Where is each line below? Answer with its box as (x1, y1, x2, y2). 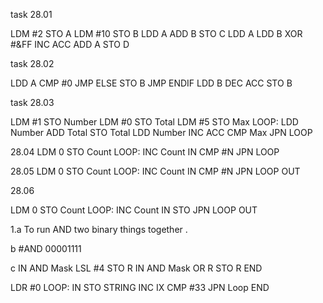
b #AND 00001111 (10, 243, 82, 254)
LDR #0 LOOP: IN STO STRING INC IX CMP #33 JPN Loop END (10, 282, 270, 293)
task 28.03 (10, 97, 55, 108)
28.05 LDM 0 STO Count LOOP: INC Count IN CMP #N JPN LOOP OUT (10, 165, 301, 177)
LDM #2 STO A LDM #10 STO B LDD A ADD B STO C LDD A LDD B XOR (10, 28, 303, 39)
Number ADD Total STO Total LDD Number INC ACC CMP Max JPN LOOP (10, 127, 313, 138)
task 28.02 (10, 58, 55, 69)
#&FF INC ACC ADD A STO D (10, 39, 130, 50)
